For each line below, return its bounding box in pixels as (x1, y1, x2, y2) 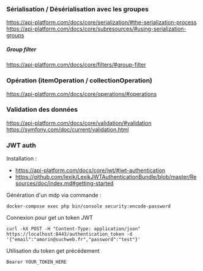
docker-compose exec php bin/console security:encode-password (6, 203, 171, 209)
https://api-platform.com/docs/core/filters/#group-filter (6, 61, 147, 68)
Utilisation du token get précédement (6, 247, 100, 255)
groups (6, 32, 24, 39)
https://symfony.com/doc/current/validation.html (6, 126, 130, 133)
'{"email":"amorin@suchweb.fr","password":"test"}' (6, 237, 141, 243)
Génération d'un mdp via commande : (6, 192, 102, 199)
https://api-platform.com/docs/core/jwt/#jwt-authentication (15, 167, 166, 174)
